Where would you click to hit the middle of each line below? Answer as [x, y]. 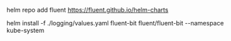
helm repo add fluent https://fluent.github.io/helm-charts [87, 10]
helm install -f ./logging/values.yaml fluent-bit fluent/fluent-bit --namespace [115, 23]
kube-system [25, 30]
